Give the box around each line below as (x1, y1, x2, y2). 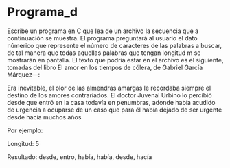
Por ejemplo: (7, 126, 43, 134)
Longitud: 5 (7, 139, 40, 147)
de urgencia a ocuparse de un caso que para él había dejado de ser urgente (7, 106, 222, 114)
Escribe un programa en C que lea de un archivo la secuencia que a (7, 27, 199, 35)
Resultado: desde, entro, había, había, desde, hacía (7, 152, 152, 161)
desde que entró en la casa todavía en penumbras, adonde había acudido (7, 98, 216, 106)
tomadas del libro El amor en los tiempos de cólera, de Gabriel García (7, 63, 203, 71)
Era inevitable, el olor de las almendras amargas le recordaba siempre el (7, 84, 211, 92)
